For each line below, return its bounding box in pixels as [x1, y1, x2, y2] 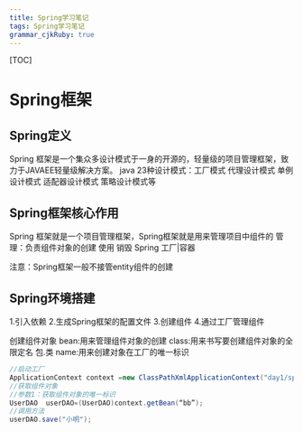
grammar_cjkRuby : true [9, 30, 95, 39]
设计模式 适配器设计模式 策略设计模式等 [9, 176, 156, 187]
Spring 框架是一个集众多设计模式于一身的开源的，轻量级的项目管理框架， [9, 154, 281, 164]
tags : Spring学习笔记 [9, 22, 86, 31]
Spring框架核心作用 [9, 205, 119, 221]
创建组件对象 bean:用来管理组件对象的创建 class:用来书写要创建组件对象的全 [9, 335, 293, 346]
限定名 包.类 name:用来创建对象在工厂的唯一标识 [9, 347, 189, 357]
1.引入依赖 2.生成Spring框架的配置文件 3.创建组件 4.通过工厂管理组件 [9, 316, 265, 326]
